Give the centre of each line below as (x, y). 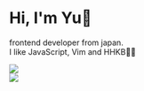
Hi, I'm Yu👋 (51, 18)
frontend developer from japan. (67, 42)
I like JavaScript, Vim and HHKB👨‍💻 (72, 51)
